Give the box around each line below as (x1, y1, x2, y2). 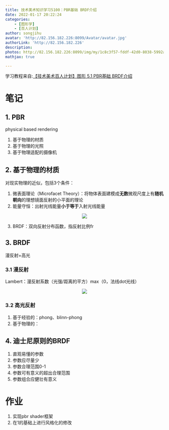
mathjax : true (5, 54, 35, 59)
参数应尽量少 (12, 357, 39, 363)
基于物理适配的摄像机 (12, 149, 57, 155)
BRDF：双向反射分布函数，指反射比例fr (12, 223, 94, 229)
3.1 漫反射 (5, 266, 29, 273)
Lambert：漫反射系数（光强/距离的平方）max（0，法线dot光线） (5, 278, 140, 285)
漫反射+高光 (5, 253, 31, 258)
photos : (5, 49, 22, 54)
